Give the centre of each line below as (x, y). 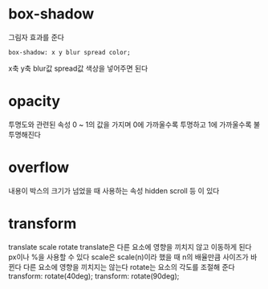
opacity (35, 102)
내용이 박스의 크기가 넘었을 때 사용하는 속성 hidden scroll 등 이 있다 (114, 190)
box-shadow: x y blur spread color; (69, 52)
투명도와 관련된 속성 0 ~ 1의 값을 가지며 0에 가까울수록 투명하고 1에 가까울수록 (130, 124)
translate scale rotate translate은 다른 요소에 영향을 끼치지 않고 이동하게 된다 (130, 246)
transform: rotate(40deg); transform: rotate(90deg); (94, 276)
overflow (39, 167)
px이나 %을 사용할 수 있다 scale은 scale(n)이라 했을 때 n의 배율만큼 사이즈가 (128, 257)
